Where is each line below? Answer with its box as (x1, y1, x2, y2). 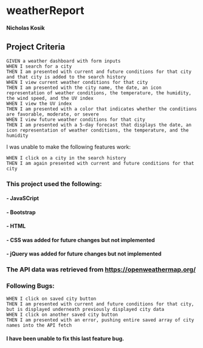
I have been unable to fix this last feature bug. (6, 335, 125, 343)
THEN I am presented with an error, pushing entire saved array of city (6, 317, 194, 323)
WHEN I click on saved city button (6, 296, 97, 302)
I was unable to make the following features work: (6, 143, 131, 150)
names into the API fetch (6, 322, 72, 329)
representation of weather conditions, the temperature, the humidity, (6, 89, 191, 96)
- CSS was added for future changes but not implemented (6, 236, 155, 243)
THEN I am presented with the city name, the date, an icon (6, 85, 162, 91)
